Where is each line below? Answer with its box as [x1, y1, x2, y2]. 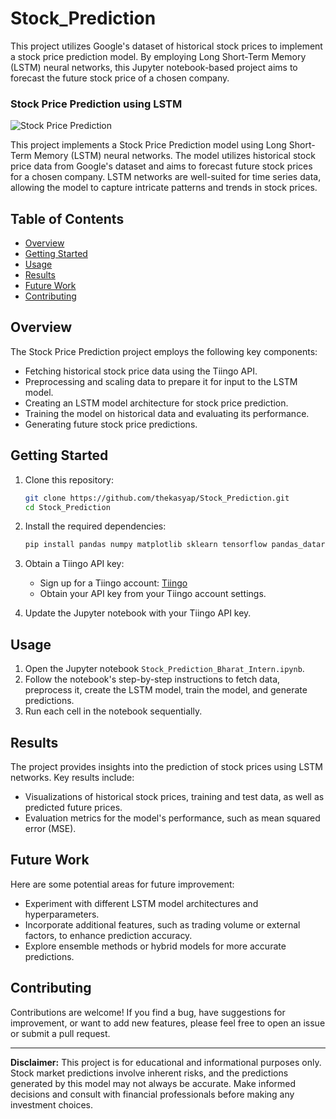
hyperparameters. [24, 908, 100, 920]
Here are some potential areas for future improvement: [10, 878, 235, 890]
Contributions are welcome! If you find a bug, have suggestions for [10, 1006, 286, 1018]
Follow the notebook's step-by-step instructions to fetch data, [24, 673, 281, 686]
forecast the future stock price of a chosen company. [10, 72, 230, 84]
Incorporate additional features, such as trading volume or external [24, 918, 301, 931]
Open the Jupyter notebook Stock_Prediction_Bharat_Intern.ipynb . [24, 663, 305, 675]
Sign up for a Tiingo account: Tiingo [39, 577, 188, 589]
